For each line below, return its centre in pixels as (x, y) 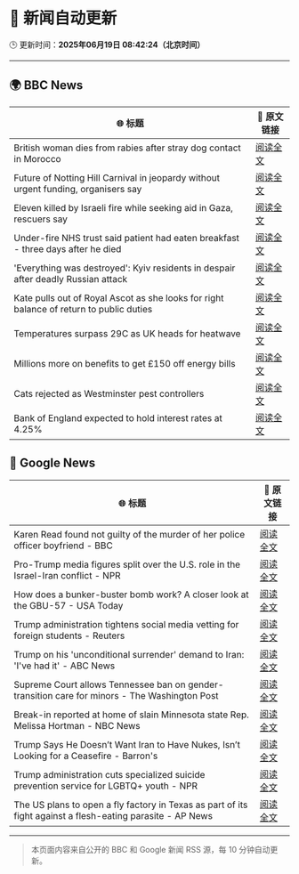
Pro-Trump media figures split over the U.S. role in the (127, 564)
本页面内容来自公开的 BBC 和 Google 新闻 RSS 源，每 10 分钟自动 (150, 849)
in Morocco (37, 158)
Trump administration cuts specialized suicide (109, 774)
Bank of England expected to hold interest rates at (118, 417)
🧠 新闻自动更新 (63, 18)
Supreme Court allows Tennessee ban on (100, 684)
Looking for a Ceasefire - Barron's (86, 756)
